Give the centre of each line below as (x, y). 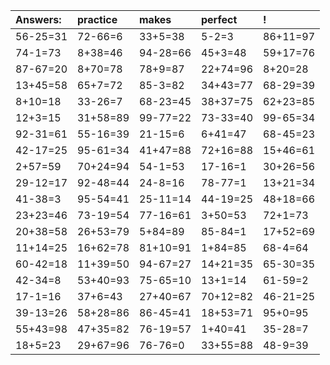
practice (97, 19)
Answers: (38, 19)
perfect (219, 19)
